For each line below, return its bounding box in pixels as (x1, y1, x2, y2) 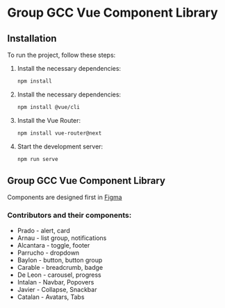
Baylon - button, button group (17, 255, 103, 264)
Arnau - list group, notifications (17, 234, 107, 242)
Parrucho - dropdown (17, 248, 80, 257)
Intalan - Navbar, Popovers (17, 277, 94, 286)
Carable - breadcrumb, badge (17, 263, 103, 271)
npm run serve (17, 155, 58, 162)
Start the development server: (17, 142, 103, 151)
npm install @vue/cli (17, 103, 80, 110)
